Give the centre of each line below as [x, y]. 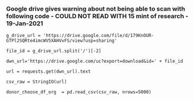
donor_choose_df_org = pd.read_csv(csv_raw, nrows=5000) [79, 92]
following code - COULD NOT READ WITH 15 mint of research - [97, 16]
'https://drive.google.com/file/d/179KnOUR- [99, 36]
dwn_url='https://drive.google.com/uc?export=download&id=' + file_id [95, 61]
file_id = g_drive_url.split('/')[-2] [54, 51]
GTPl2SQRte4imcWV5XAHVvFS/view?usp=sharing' [62, 41]
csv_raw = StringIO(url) [37, 82]
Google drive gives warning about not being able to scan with [96, 9]
